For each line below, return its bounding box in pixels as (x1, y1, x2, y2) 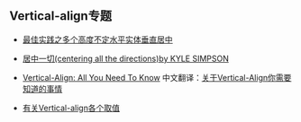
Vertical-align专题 (9, 8, 113, 24)
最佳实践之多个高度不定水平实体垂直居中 (22, 34, 173, 45)
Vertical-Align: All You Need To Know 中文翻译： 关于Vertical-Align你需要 (22, 72, 292, 83)
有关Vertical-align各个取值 (22, 102, 120, 113)
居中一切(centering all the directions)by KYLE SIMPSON (22, 53, 230, 64)
